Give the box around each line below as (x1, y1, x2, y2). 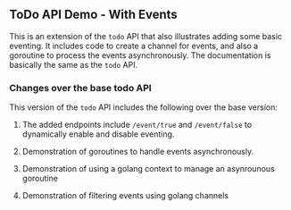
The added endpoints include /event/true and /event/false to (21, 120, 253, 130)
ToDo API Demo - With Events (9, 7, 179, 22)
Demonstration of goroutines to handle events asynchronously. (21, 147, 254, 157)
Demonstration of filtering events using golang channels (21, 190, 229, 201)
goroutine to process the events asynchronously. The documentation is (9, 49, 271, 61)
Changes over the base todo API (9, 81, 152, 94)
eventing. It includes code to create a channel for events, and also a (9, 40, 259, 51)
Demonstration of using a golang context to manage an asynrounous (21, 164, 275, 174)
